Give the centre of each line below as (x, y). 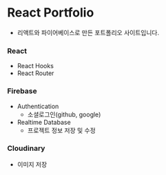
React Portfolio (51, 13)
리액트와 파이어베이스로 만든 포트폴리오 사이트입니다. (88, 32)
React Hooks (35, 66)
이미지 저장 (32, 164)
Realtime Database (44, 122)
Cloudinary (26, 148)
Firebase (22, 91)
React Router (35, 73)
